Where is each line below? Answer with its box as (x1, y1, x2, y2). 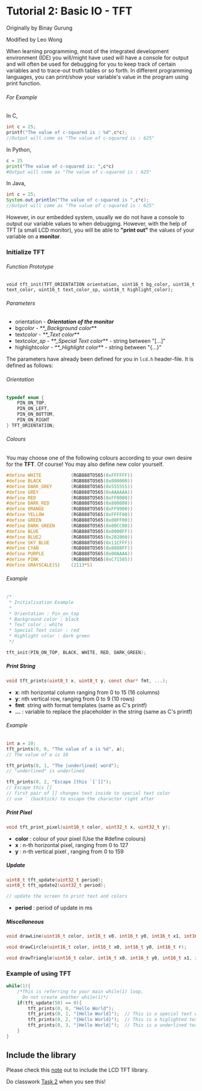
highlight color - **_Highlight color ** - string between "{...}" (14, 344, 162, 351)
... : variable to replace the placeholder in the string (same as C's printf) (14, 708, 192, 715)
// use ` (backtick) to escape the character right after (6, 795, 155, 802)
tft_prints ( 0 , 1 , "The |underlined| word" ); (6, 762, 120, 769)
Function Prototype (6, 262, 54, 270)
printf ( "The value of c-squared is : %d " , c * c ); (6, 130, 128, 136)
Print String (6, 663, 36, 670)
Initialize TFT (6, 247, 45, 256)
